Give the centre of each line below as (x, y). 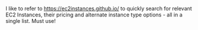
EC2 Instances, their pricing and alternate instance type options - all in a (94, 15)
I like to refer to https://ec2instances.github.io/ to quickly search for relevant (99, 9)
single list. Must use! (31, 21)
